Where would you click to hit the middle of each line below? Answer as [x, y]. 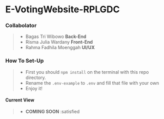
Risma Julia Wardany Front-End [59, 42]
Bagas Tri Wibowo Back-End [56, 36]
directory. [36, 77]
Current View [20, 100]
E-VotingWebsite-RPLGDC [63, 9]
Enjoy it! [34, 88]
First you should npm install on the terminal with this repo [87, 72]
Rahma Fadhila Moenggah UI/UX [60, 48]
